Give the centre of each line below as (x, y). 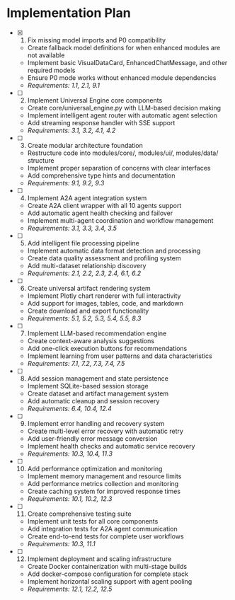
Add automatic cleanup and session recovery (93, 400)
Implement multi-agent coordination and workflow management (120, 220)
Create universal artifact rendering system (89, 288)
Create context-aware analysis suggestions (91, 340)
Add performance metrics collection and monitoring (103, 483)
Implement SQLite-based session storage (88, 386)
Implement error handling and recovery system (96, 423)
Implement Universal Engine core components (95, 100)
